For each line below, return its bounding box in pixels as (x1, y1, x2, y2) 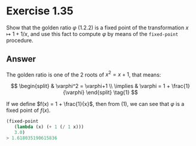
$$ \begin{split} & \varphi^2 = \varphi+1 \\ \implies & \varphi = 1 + (11, 83, 170, 90)
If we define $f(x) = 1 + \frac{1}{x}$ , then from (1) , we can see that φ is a (6, 101, 185, 108)
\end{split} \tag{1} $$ (85, 89, 139, 96)
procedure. (6, 36, 34, 44)
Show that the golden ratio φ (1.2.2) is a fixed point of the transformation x (6, 24, 189, 31)
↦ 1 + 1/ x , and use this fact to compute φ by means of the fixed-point (6, 30, 179, 37)
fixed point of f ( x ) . (6, 107, 51, 114)
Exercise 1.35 (6, 4, 73, 18)
